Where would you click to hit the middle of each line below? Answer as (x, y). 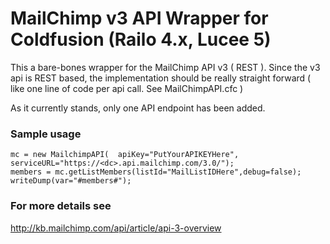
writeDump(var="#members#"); (71, 181)
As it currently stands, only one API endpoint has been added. (138, 108)
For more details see (61, 206)
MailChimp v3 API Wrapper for (139, 18)
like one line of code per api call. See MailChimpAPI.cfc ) (127, 88)
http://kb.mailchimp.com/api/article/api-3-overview (116, 228)
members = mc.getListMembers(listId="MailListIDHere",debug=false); (156, 172)
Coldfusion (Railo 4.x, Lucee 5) (141, 39)
